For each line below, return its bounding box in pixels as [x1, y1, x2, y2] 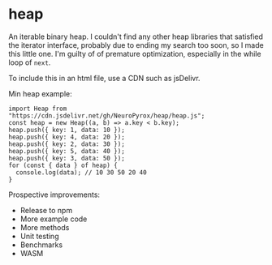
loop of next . [8, 58, 51, 67]
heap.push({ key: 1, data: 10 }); [8, 126, 126, 134]
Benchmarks [19, 240, 63, 250]
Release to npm [19, 205, 73, 215]
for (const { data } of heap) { [8, 161, 118, 169]
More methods [19, 222, 70, 232]
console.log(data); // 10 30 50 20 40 [15, 168, 148, 177]
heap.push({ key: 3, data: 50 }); [8, 154, 126, 162]
